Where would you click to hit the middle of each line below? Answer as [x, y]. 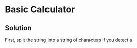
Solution [18, 28]
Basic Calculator [40, 9]
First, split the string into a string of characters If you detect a [68, 40]
